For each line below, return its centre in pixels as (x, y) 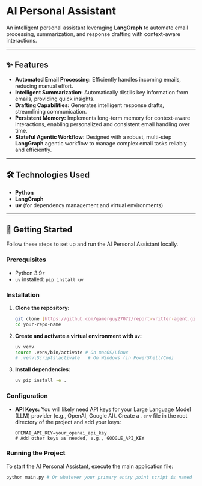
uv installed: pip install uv (49, 279)
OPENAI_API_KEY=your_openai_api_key (61, 433)
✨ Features (27, 65)
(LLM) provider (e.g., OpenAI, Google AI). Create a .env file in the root (101, 415)
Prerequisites (26, 260)
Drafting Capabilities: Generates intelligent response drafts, (89, 105)
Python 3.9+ (30, 273)
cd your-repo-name (38, 324)
